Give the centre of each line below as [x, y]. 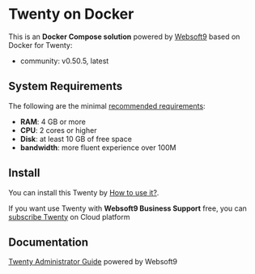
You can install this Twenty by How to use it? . [84, 192]
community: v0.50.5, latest [64, 61]
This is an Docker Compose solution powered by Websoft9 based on [124, 36]
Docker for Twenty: [40, 45]
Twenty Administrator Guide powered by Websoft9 [93, 262]
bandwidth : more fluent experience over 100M [98, 148]
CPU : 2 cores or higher [58, 130]
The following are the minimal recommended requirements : [107, 105]
